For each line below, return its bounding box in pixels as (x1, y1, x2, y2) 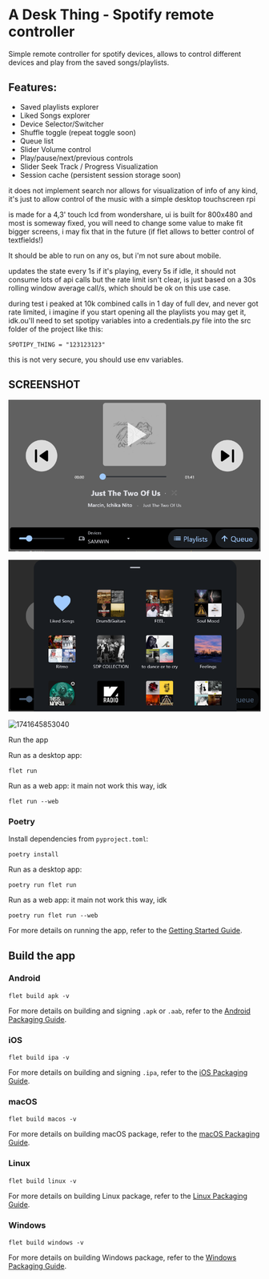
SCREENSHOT (8, 378, 81, 391)
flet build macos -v (8, 1115, 78, 1124)
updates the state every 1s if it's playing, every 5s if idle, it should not (8, 266, 236, 275)
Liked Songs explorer (19, 110, 90, 120)
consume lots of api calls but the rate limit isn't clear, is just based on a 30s (8, 275, 256, 284)
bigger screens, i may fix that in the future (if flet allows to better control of (8, 227, 255, 236)
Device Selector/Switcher (19, 118, 104, 129)
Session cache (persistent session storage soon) (19, 170, 182, 179)
